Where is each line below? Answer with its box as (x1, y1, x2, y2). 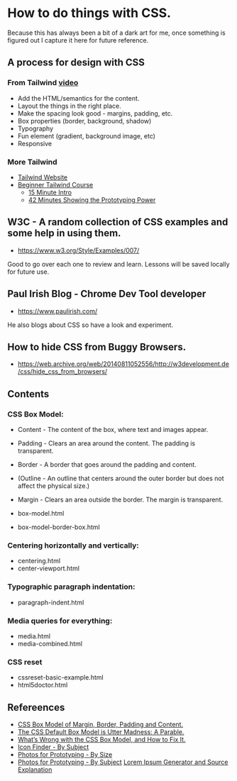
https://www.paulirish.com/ (17, 306, 98, 315)
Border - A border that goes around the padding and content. (17, 460, 197, 469)
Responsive (17, 139, 52, 148)
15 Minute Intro (28, 188, 72, 196)
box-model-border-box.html (17, 523, 101, 531)
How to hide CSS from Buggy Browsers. (7, 340, 187, 353)
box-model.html (17, 509, 65, 518)
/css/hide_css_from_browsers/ (17, 367, 108, 376)
